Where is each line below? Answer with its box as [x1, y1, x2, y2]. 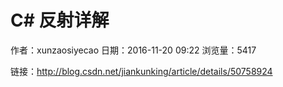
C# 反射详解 [10, 9, 110, 32]
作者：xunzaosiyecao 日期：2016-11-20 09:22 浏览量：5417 [10, 44, 257, 56]
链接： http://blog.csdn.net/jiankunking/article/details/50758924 [10, 65, 273, 77]
